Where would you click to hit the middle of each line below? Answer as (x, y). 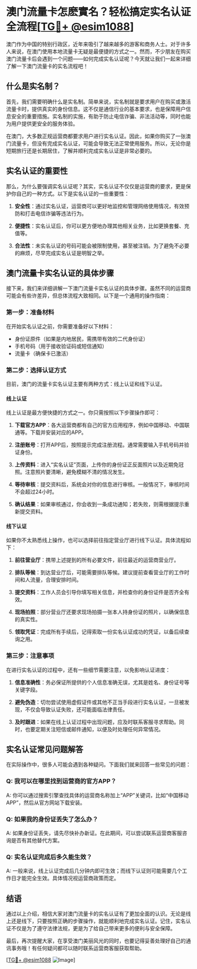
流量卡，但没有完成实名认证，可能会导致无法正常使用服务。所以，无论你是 (101, 143)
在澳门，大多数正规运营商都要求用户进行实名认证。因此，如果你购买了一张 (96, 136)
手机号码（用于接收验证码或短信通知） (61, 346)
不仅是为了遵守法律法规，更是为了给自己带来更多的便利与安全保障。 (93, 929)
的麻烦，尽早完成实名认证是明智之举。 (61, 253)
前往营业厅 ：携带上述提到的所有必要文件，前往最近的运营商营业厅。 (97, 560)
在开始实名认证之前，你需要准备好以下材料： (60, 326)
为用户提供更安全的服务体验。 (42, 123)
